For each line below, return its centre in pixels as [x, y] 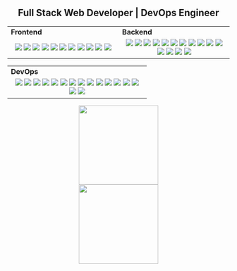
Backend [138, 32]
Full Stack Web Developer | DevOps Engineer [119, 13]
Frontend [26, 32]
